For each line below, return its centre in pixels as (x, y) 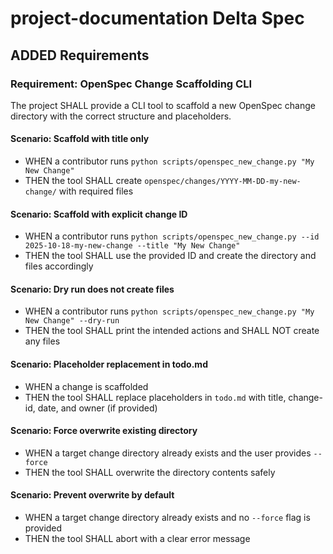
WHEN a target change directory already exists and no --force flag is (167, 518)
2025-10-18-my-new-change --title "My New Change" (132, 246)
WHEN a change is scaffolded (86, 386)
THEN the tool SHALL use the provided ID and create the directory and (170, 256)
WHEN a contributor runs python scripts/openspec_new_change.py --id (172, 236)
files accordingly (59, 266)
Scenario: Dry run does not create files (92, 289)
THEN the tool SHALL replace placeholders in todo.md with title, (155, 397)
